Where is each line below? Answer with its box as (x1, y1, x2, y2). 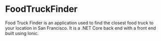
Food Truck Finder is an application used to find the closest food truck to (5, 20, 154, 26)
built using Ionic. (5, 30, 39, 36)
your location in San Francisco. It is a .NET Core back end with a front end (5, 25, 156, 31)
